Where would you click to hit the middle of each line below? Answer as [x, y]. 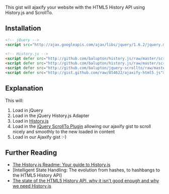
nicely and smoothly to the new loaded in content [64, 131]
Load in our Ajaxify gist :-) [39, 137]
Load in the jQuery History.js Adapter [51, 116]
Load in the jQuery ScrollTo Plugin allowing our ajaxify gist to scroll [81, 126]
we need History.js [32, 186]
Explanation [24, 88]
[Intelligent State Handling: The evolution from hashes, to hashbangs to [86, 170]
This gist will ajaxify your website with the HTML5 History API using [75, 7]
